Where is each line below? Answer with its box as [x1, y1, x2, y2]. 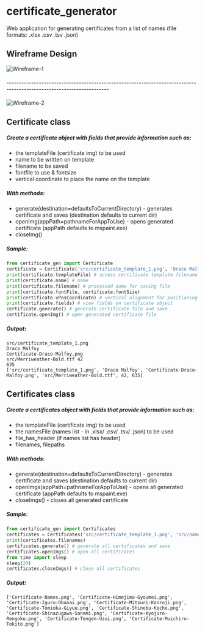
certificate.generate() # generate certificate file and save [6, 306, 168, 312]
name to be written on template [15, 156, 95, 163]
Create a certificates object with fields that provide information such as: [6, 406, 195, 413]
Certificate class [6, 117, 71, 127]
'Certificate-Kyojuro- [110, 610, 168, 616]
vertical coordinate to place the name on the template [15, 176, 150, 183]
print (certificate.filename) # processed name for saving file [6, 283, 171, 289]
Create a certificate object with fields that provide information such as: [6, 133, 192, 141]
